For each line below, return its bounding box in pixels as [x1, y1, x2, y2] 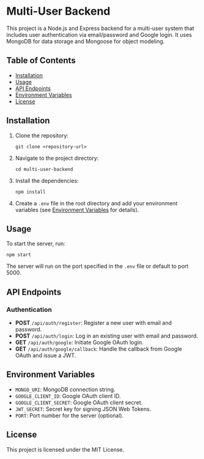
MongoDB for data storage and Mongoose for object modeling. [6, 37, 165, 45]
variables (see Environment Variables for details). [15, 206, 139, 213]
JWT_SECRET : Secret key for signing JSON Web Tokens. [15, 405, 151, 412]
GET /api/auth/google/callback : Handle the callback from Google [15, 345, 182, 353]
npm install [15, 189, 46, 195]
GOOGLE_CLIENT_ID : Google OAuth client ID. [15, 392, 121, 400]
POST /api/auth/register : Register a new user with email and [15, 319, 172, 327]
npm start [6, 252, 32, 258]
